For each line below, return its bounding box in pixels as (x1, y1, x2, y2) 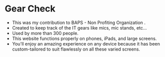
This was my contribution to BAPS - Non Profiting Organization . (12, 19, 146, 25)
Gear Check (5, 3, 56, 14)
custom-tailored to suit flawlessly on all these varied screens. (12, 46, 140, 52)
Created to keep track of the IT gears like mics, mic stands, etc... (12, 24, 147, 30)
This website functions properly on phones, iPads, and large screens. (12, 35, 157, 41)
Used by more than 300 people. (12, 30, 79, 36)
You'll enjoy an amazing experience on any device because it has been (12, 40, 160, 46)
